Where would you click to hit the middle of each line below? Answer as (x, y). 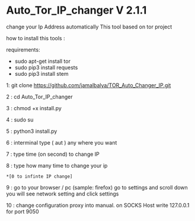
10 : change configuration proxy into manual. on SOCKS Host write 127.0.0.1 (98, 205)
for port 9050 (23, 212)
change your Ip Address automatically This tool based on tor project (89, 27)
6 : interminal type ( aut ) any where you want (62, 142)
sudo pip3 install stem (42, 73)
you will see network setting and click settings (63, 194)
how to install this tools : (36, 38)
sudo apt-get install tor (43, 61)
